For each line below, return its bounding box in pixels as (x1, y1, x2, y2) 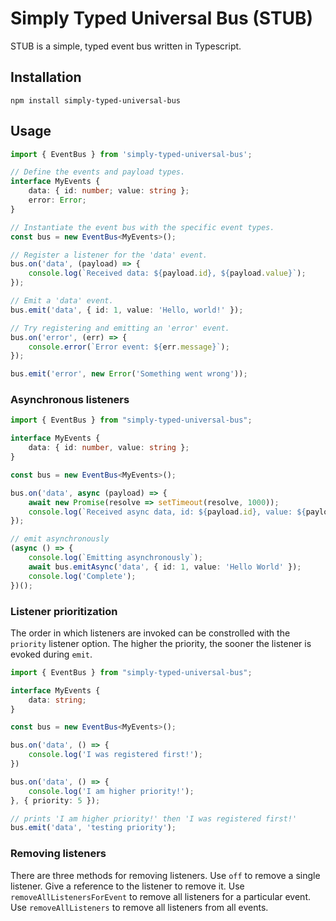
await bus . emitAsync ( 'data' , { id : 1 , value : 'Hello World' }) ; (28, 562, 302, 572)
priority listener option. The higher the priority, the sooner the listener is (10, 637, 312, 649)
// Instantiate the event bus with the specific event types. (10, 222, 275, 232)
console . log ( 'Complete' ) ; (28, 571, 137, 581)
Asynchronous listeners (10, 393, 130, 407)
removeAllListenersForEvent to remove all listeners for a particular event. (10, 890, 311, 902)
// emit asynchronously (10, 534, 110, 544)
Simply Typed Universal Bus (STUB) (10, 7, 314, 30)
